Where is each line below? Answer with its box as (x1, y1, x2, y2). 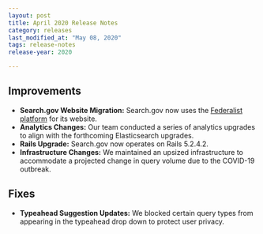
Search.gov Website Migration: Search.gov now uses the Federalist (19, 105, 243, 115)
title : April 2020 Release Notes (8, 19, 118, 27)
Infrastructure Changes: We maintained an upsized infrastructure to (19, 147, 243, 157)
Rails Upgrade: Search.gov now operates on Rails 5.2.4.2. (19, 139, 209, 149)
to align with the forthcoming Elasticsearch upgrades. (19, 130, 194, 140)
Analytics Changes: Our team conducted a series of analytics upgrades (19, 122, 255, 131)
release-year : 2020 (8, 48, 73, 56)
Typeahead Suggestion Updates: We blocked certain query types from (19, 208, 254, 217)
